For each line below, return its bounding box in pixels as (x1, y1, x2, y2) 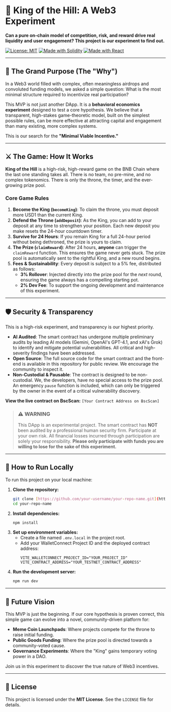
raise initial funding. (12, 632, 54, 638)
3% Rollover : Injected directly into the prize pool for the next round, (20, 271, 163, 277)
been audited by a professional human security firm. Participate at (17, 427, 157, 433)
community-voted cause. (12, 643, 66, 649)
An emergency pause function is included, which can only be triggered (12, 382, 160, 389)
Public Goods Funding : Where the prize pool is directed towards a (12, 637, 152, 643)
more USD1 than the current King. (12, 211, 83, 218)
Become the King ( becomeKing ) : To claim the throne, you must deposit (12, 206, 159, 212)
